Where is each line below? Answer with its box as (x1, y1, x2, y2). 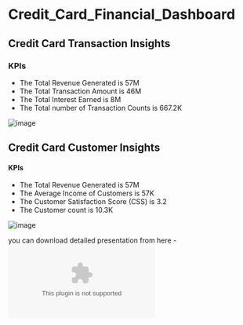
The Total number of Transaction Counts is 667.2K (19, 103, 183, 112)
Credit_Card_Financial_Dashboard (8, 5, 236, 24)
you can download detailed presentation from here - (8, 236, 177, 245)
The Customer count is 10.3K (19, 206, 114, 215)
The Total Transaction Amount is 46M (19, 86, 142, 96)
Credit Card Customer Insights (8, 141, 161, 155)
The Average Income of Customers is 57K (19, 188, 154, 198)
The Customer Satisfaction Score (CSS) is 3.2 (19, 197, 167, 206)
